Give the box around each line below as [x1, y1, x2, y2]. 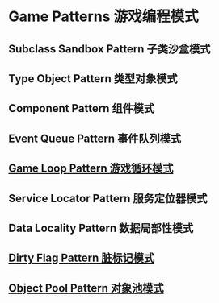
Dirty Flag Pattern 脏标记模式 [8, 251, 155, 265]
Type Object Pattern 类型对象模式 [8, 72, 178, 85]
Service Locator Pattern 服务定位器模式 [8, 191, 208, 205]
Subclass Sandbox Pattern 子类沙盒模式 [8, 42, 211, 56]
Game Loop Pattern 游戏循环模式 [8, 162, 174, 176]
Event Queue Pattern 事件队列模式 [8, 131, 182, 145]
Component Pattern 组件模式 [8, 102, 155, 115]
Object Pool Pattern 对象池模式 [8, 281, 164, 295]
